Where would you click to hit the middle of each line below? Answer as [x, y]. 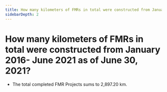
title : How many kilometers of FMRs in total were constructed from [78, 10]
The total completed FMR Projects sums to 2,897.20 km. [70, 85]
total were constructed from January [83, 49]
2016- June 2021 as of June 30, [72, 60]
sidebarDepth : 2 [22, 14]
